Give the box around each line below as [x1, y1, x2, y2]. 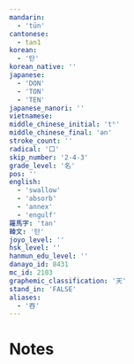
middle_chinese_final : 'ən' [9, 128, 113, 137]
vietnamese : [9, 112, 53, 120]
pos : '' [9, 169, 38, 178]
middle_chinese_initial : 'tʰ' [9, 120, 121, 129]
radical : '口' [9, 144, 60, 153]
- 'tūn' [17, 21, 46, 30]
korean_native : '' [9, 63, 77, 72]
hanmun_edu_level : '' [9, 252, 89, 261]
